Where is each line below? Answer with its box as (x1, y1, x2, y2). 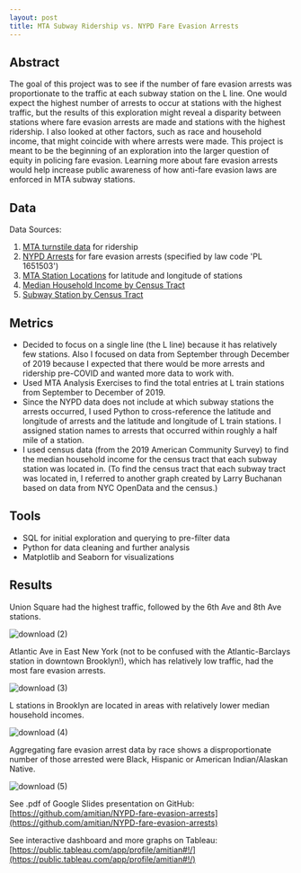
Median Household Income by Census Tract (22, 280, 186, 290)
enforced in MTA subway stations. (9, 174, 136, 185)
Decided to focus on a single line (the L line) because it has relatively (22, 339, 278, 350)
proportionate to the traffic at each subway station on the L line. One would (9, 88, 288, 99)
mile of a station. (22, 434, 84, 445)
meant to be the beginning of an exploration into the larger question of (9, 146, 270, 156)
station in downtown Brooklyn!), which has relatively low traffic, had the (9, 655, 274, 666)
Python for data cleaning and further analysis (22, 541, 190, 553)
